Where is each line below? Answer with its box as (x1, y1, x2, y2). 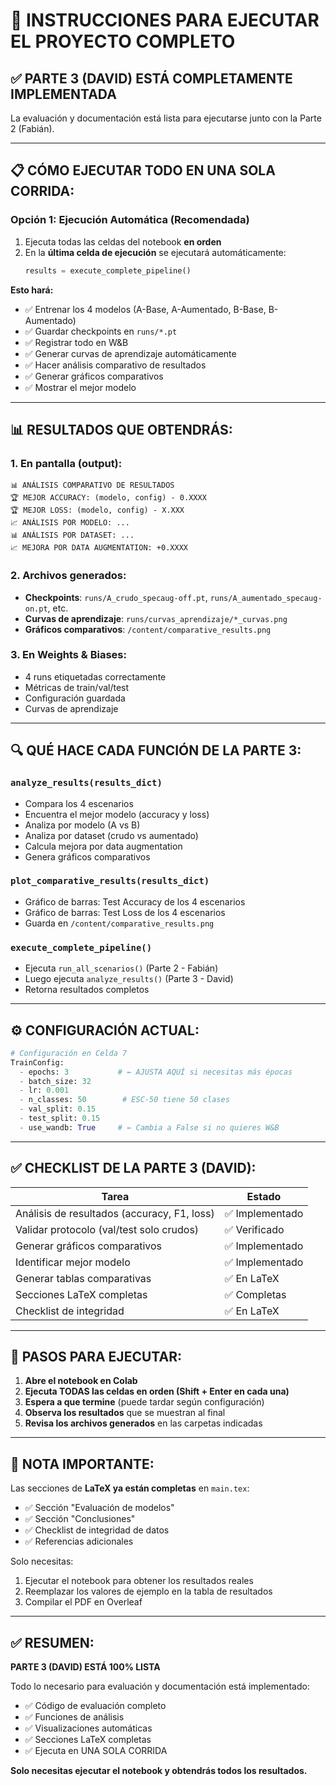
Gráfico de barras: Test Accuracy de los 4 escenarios (24, 895, 246, 908)
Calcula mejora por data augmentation (24, 840, 183, 852)
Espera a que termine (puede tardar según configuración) (24, 1396, 265, 1408)
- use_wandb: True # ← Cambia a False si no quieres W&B (19, 1122, 280, 1133)
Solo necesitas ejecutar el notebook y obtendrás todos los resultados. (10, 1765, 308, 1777)
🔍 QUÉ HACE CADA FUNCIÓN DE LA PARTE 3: (10, 742, 302, 759)
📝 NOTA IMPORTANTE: (10, 1455, 155, 1473)
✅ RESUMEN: (10, 1634, 95, 1651)
